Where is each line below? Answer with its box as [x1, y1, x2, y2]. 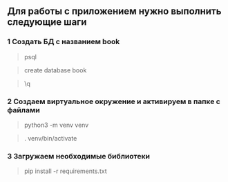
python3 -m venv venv [23, 121, 89, 129]
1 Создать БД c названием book [7, 37, 120, 47]
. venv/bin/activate [23, 134, 77, 142]
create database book [23, 65, 87, 74]
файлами [7, 105, 40, 114]
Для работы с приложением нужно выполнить [7, 6, 222, 17]
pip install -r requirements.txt [23, 167, 107, 175]
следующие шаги [7, 17, 87, 28]
